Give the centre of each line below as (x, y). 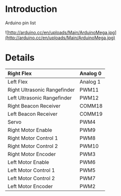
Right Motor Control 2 (33, 146)
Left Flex (18, 82)
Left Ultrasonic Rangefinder (40, 98)
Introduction (31, 9)
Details (20, 58)
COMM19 (91, 114)
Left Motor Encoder (30, 186)
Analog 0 (91, 73)
